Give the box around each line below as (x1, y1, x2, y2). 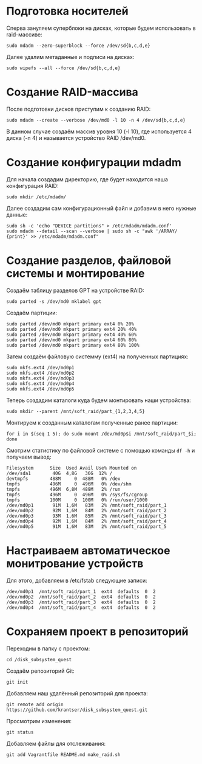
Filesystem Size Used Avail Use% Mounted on (6, 465, 137, 471)
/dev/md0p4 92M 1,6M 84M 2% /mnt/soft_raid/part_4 (6, 518, 167, 524)
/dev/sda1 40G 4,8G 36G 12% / (6, 470, 113, 476)
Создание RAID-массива (6, 85, 138, 99)
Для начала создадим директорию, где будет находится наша (6, 175, 169, 183)
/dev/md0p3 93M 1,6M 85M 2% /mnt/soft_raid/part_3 (6, 513, 167, 519)
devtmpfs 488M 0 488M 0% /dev (6, 476, 121, 482)
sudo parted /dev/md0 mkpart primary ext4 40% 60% (6, 332, 137, 338)
